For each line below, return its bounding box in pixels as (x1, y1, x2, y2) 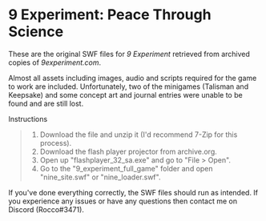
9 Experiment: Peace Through (8, 6, 212, 24)
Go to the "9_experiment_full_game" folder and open (39, 163, 214, 173)
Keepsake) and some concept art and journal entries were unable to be (8, 90, 243, 99)
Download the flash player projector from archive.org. (39, 147, 218, 156)
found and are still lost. (8, 98, 84, 108)
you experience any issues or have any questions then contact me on (8, 196, 238, 206)
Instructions (8, 114, 48, 123)
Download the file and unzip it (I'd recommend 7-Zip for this (39, 130, 238, 139)
